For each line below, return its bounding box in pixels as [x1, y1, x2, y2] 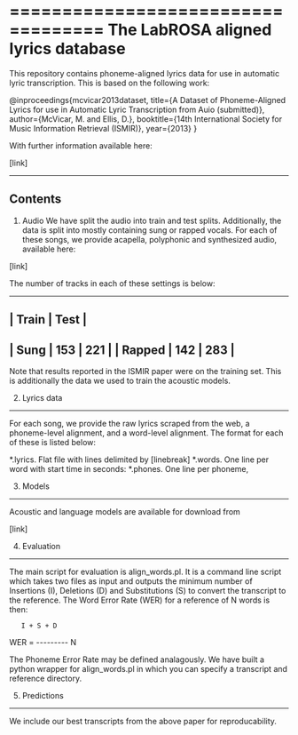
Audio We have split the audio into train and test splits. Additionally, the [21, 215, 282, 226]
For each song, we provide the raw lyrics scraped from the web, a [9, 418, 250, 428]
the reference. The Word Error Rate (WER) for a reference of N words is [9, 595, 271, 605]
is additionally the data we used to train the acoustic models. [9, 375, 231, 386]
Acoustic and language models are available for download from [9, 506, 241, 516]
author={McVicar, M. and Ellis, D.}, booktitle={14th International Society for [9, 113, 282, 124]
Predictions [21, 690, 64, 700]
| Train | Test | [9, 312, 87, 327]
